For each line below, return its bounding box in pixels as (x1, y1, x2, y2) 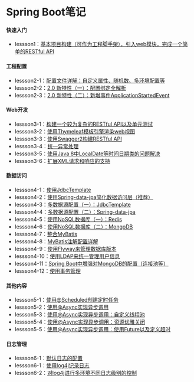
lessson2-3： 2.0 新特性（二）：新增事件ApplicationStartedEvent (14, 92, 170, 99)
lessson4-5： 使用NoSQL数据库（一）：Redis (14, 216, 122, 223)
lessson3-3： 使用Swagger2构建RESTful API (14, 135, 122, 142)
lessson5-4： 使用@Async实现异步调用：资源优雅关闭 (14, 318, 146, 325)
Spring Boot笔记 (6, 5, 86, 19)
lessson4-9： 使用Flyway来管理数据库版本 (14, 246, 117, 252)
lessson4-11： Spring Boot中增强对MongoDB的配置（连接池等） (14, 260, 169, 267)
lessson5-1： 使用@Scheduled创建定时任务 (14, 296, 119, 303)
